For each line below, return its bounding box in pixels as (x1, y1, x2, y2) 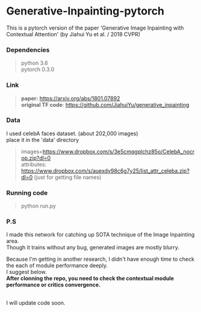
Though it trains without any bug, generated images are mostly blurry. (6, 244, 179, 251)
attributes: (20, 161, 47, 168)
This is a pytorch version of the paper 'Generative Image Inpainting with (6, 24, 184, 31)
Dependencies (6, 45, 50, 54)
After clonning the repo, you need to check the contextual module (6, 275, 175, 282)
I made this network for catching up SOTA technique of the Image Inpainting (6, 231, 195, 238)
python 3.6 (20, 59, 48, 67)
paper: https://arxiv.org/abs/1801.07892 (20, 95, 120, 102)
